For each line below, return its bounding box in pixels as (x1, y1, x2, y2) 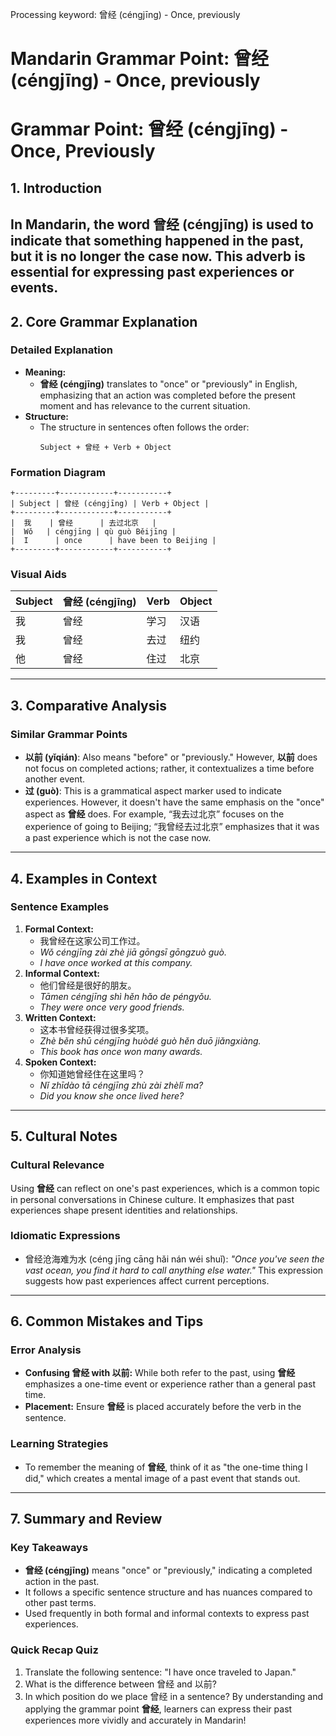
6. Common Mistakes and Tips (10, 1313, 204, 1330)
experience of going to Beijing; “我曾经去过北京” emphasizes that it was (24, 821, 320, 833)
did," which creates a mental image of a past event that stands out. (24, 1472, 301, 1484)
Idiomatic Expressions (10, 1229, 121, 1243)
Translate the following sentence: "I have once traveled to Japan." (24, 1666, 297, 1678)
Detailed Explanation (10, 343, 113, 357)
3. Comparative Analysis (10, 697, 167, 714)
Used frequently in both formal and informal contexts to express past (24, 1608, 310, 1620)
